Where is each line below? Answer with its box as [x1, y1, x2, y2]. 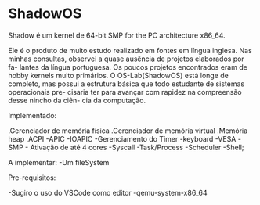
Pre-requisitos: [8, 173, 56, 182]
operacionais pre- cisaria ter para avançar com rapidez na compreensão [8, 87, 242, 96]
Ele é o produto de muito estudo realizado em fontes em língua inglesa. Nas [8, 45, 252, 55]
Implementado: [8, 110, 57, 120]
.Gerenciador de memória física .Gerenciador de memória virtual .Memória [8, 126, 248, 135]
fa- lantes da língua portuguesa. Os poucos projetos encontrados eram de [8, 62, 248, 71]
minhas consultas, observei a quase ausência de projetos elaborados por [8, 54, 244, 63]
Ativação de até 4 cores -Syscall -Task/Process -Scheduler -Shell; [30, 142, 244, 152]
